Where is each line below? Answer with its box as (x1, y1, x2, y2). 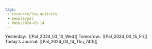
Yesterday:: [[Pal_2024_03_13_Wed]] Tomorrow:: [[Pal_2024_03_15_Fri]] (5, 34, 148, 39)
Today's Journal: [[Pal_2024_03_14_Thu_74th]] (5, 39, 98, 45)
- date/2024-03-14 (7, 20, 45, 25)
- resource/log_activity (7, 12, 57, 16)
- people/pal (7, 16, 34, 21)
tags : (5, 7, 16, 12)
